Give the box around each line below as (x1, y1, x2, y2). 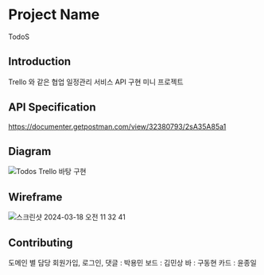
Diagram (8, 145, 52, 158)
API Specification (8, 101, 97, 114)
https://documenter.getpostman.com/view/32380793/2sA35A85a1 (8, 122, 227, 131)
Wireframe (8, 190, 63, 203)
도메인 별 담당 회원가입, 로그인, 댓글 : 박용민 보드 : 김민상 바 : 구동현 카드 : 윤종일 (8, 258, 257, 267)
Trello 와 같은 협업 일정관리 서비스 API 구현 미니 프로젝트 (8, 77, 184, 87)
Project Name (8, 6, 100, 24)
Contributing (8, 236, 73, 250)
